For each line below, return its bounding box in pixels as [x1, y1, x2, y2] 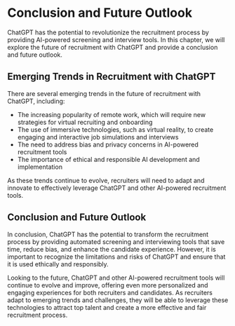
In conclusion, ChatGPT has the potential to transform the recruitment [7, 230, 209, 238]
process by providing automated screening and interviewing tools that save [7, 237, 225, 246]
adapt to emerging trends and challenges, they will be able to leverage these [7, 296, 229, 304]
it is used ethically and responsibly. [7, 259, 109, 268]
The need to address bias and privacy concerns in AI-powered [17, 140, 199, 149]
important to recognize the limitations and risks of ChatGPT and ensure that [7, 252, 226, 261]
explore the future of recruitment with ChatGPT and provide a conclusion [7, 43, 218, 51]
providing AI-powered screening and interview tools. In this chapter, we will [7, 35, 225, 43]
